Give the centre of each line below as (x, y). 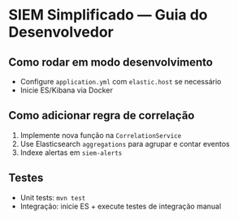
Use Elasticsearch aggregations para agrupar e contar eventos (125, 144)
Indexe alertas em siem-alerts (71, 152)
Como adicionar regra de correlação (102, 116)
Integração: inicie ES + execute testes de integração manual (121, 206)
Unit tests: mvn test (53, 197)
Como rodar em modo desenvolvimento (111, 62)
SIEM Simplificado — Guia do (108, 15)
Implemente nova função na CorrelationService (101, 135)
